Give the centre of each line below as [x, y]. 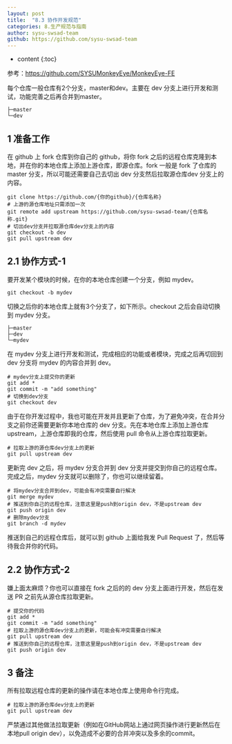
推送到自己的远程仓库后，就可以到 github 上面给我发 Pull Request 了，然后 [113, 537]
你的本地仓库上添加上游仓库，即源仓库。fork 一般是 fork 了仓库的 [124, 165]
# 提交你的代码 [26, 611]
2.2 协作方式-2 [39, 570]
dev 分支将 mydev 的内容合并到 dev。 [61, 362]
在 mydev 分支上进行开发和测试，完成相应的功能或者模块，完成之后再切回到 [115, 354]
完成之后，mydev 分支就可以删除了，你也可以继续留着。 [87, 476]
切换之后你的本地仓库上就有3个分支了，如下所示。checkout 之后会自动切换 [114, 306]
